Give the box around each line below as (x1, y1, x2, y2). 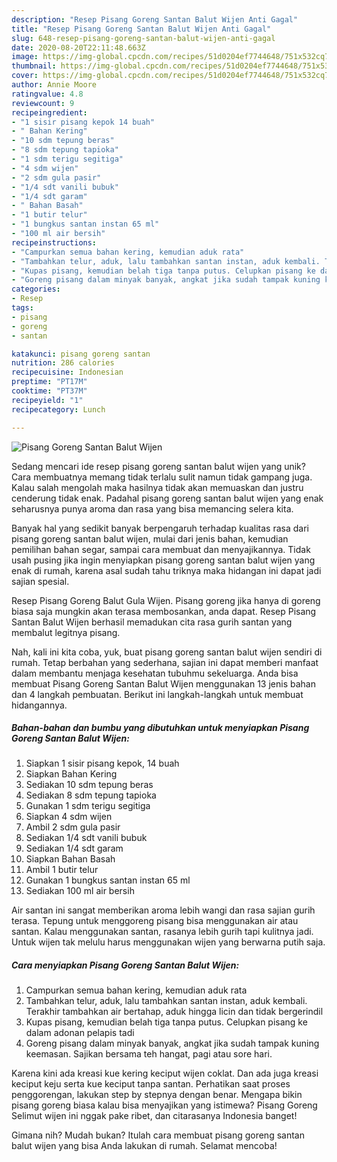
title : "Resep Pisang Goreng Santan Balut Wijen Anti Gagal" (11, 24, 272, 34)
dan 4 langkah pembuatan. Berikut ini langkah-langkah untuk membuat (11, 688, 304, 700)
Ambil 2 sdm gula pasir (25, 821, 121, 833)
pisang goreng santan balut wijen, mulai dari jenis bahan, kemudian (11, 532, 289, 545)
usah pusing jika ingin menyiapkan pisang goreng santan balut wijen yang (11, 554, 316, 566)
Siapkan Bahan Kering (25, 768, 118, 780)
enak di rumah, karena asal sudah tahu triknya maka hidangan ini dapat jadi (11, 564, 322, 576)
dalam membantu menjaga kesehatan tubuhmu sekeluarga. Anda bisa (11, 667, 299, 679)
